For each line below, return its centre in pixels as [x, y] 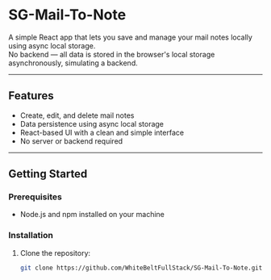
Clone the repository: [55, 253]
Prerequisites [35, 197]
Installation [31, 236]
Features [31, 96]
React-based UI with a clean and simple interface [102, 132]
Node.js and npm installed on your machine [92, 215]
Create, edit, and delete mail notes [77, 115]
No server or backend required [71, 141]
